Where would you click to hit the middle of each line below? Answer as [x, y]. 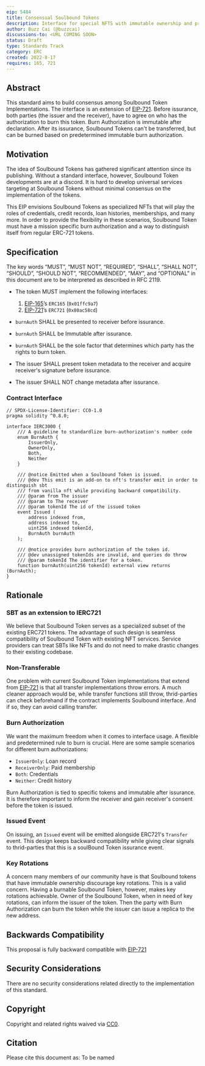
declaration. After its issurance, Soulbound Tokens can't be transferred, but [101, 128]
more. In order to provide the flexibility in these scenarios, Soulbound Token [102, 220]
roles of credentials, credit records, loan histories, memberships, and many [101, 213]
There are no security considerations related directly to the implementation [100, 983]
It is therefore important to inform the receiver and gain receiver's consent [100, 799]
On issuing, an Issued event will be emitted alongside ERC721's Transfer [97, 834]
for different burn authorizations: [47, 749]
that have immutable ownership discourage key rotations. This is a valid [96, 883]
